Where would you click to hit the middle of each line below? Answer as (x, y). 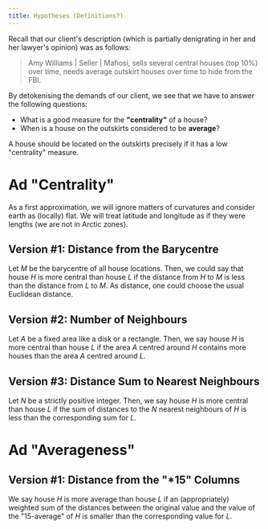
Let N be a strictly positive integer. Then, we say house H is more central (128, 400)
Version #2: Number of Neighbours (98, 320)
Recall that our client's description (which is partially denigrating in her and (132, 39)
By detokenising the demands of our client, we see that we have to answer (132, 95)
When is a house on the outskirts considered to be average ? (120, 128)
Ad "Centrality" (61, 185)
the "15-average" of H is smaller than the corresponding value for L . (120, 516)
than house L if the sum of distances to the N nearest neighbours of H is (128, 409)
